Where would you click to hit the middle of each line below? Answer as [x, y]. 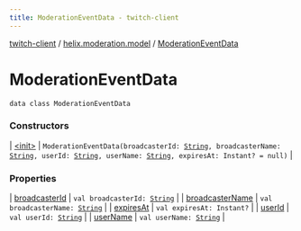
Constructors [39, 126]
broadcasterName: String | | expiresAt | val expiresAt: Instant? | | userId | [150, 208]
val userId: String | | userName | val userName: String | [117, 218]
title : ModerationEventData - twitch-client [94, 18]
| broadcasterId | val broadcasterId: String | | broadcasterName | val [141, 198]
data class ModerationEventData [70, 103]
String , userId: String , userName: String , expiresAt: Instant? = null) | [151, 155]
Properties [33, 178]
